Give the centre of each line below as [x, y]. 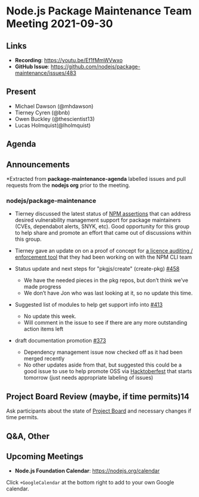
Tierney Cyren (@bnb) [42, 113]
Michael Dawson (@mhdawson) [54, 106]
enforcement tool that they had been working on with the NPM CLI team [103, 257]
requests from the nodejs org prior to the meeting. [68, 185]
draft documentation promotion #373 [60, 341]
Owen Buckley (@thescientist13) [55, 119]
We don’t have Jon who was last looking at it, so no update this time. [108, 293]
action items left [44, 329]
